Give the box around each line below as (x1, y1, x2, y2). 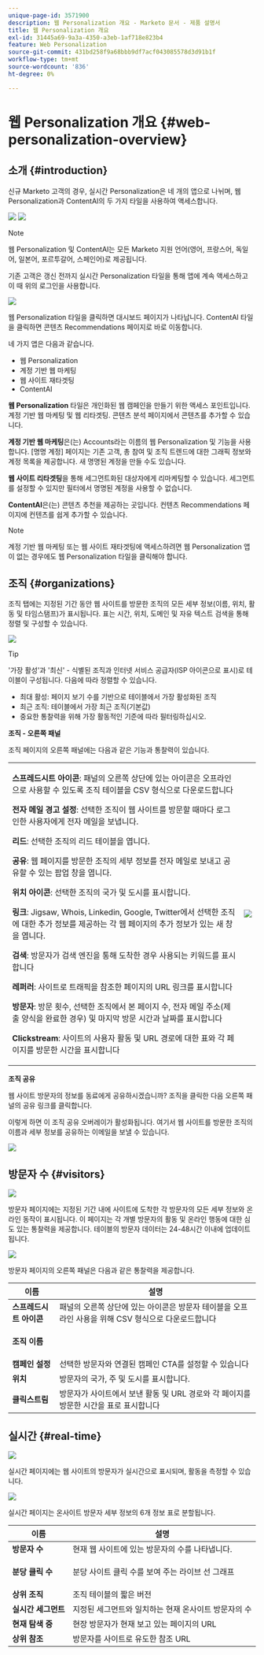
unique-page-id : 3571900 (8, 11, 90, 20)
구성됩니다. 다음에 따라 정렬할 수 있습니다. (28, 675, 157, 685)
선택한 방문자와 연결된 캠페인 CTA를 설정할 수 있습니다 (59, 1359, 249, 1370)
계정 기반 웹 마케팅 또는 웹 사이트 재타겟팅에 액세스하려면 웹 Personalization (8, 541, 242, 551)
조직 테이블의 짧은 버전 (72, 1589, 152, 1600)
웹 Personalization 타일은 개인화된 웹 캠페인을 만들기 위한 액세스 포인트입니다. (8, 400, 251, 410)
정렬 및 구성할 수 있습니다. (8, 619, 88, 629)
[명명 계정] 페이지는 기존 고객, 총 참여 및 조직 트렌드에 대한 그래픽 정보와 (31, 447, 251, 456)
